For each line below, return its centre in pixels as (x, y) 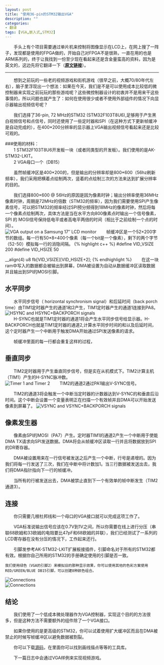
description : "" (21, 19)
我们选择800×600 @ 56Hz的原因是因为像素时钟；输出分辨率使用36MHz (86, 195)
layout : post (18, 10)
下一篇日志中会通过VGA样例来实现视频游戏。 (59, 658)
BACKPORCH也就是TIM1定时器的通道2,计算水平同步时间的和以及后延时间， (81, 325)
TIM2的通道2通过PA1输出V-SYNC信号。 (99, 383)
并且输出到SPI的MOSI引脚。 (33, 272)
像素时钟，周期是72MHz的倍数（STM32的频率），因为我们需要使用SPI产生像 (82, 201)
